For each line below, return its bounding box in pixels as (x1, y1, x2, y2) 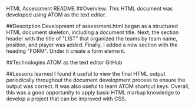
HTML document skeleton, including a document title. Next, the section (6, 29, 179, 36)
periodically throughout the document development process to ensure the (6, 76, 186, 83)
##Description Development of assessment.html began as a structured (6, 23, 179, 29)
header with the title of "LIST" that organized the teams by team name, (6, 35, 178, 42)
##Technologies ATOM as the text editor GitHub (6, 59, 123, 66)
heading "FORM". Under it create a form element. (6, 48, 125, 55)
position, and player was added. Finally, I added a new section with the (6, 41, 178, 48)
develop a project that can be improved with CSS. (6, 95, 127, 102)
